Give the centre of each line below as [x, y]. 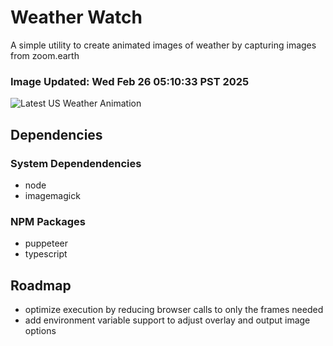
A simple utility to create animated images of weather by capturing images [163, 45]
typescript [46, 254]
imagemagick [52, 195]
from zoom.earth [45, 55]
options [40, 331]
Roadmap [41, 285]
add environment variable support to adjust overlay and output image [167, 320]
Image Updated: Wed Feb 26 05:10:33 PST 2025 [130, 81]
